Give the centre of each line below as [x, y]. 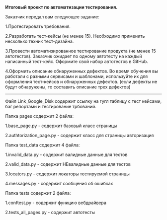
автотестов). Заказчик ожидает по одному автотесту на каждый [74, 56]
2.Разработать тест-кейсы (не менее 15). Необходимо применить [75, 36]
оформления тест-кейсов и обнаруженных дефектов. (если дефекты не [81, 82]
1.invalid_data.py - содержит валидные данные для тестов [66, 154]
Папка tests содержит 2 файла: [38, 193]
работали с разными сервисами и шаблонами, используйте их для [77, 76]
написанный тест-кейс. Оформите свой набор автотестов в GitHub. [77, 61]
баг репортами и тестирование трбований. [51, 107]
